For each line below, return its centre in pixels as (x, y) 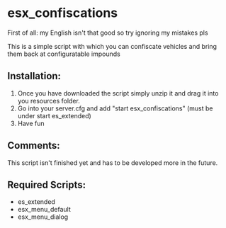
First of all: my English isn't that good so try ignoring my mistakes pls (108, 33)
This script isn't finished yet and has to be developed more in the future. (113, 163)
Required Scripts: (47, 184)
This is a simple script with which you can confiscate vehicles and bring (112, 46)
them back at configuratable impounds (64, 54)
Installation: (34, 76)
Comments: (34, 146)
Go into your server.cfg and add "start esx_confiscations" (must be (115, 108)
